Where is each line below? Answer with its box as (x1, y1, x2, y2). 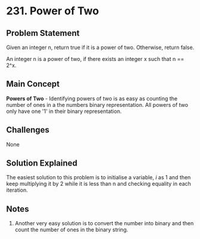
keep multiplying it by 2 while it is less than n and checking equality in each (6, 180, 191, 188)
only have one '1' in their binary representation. (6, 108, 122, 115)
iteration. (6, 186, 28, 194)
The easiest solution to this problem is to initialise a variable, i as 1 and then (6, 174, 191, 181)
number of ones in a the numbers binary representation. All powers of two (6, 101, 189, 108)
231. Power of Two (6, 4, 100, 18)
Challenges (6, 125, 50, 135)
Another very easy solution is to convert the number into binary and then (14, 220, 194, 227)
